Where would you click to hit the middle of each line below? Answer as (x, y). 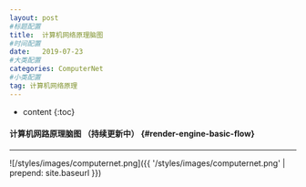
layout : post (34, 18)
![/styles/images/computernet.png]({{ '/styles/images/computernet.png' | (148, 163)
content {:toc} (49, 111)
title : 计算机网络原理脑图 (56, 35)
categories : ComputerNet (56, 69)
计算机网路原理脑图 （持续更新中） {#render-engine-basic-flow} (132, 134)
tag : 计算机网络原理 (44, 86)
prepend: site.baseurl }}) (56, 172)
